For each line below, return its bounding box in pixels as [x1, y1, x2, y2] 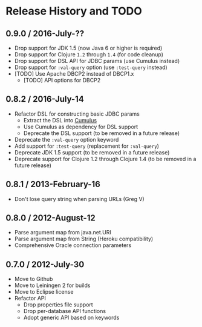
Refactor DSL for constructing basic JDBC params [14, 110, 140, 117]
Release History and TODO [5, 4, 143, 18]
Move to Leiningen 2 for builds [14, 282, 91, 289]
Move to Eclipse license [14, 288, 74, 296]
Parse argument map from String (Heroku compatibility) [14, 235, 154, 243]
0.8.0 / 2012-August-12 [5, 213, 96, 223]
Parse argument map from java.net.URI [14, 229, 111, 236]
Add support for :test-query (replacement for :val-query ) [14, 142, 160, 150]
